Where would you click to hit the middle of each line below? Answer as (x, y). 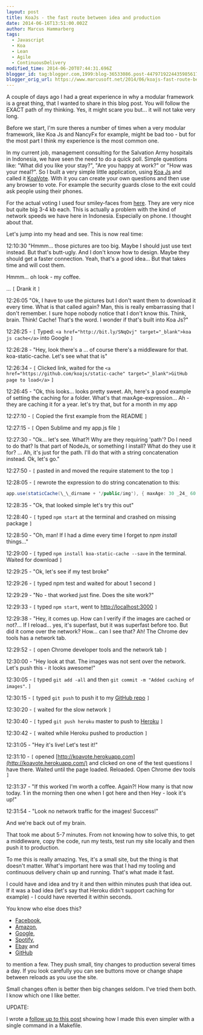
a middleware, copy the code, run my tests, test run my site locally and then (101, 841)
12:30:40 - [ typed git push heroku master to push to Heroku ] (85, 721)
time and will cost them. (36, 265)
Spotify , (25, 940)
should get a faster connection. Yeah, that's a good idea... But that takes (96, 259)
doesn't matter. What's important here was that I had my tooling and (91, 866)
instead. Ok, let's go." (33, 459)
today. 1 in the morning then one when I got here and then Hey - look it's (96, 793)
